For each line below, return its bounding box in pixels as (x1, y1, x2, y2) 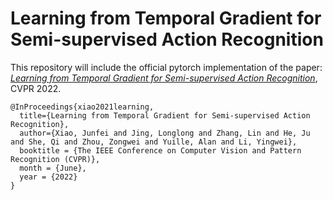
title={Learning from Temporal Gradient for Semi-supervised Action (19, 110, 311, 121)
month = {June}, (19, 163, 87, 173)
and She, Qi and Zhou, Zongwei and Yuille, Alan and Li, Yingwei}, (10, 137, 298, 147)
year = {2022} (19, 172, 78, 182)
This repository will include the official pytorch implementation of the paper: (10, 61, 323, 73)
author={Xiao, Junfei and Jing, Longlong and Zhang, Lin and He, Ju (19, 128, 311, 138)
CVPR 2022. (10, 82, 62, 94)
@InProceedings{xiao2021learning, (10, 102, 155, 112)
